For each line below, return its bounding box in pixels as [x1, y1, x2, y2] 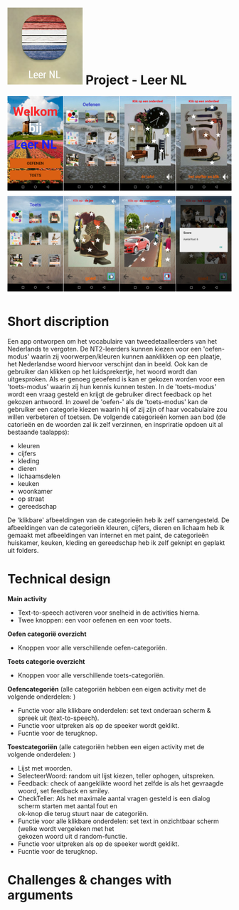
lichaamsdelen [17, 472, 60, 480]
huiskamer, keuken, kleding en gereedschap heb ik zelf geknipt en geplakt [7, 538, 225, 547]
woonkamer [17, 487, 53, 495]
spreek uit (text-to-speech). [17, 714, 100, 722]
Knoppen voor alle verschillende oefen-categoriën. [17, 643, 167, 652]
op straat [17, 494, 45, 503]
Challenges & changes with [7, 872, 172, 888]
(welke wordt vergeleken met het [17, 824, 115, 832]
